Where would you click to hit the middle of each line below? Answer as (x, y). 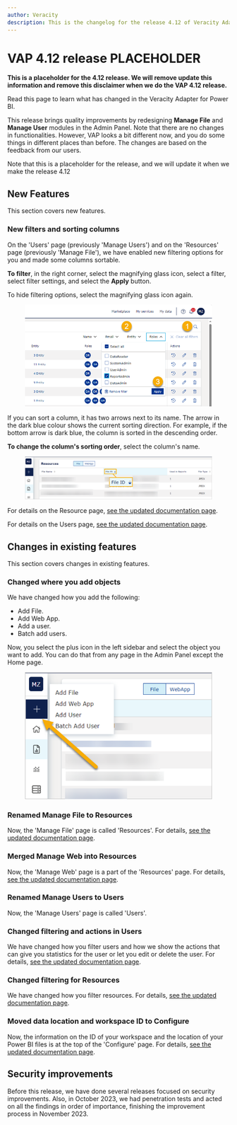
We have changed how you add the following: (74, 597)
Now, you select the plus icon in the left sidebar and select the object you (114, 647)
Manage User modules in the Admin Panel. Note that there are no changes (116, 128)
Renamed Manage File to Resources (70, 815)
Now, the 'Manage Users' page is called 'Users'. (77, 913)
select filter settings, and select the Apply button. (79, 281)
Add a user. (34, 626)
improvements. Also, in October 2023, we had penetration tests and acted (115, 1098)
